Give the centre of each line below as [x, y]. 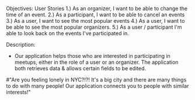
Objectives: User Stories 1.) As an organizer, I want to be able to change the [97, 8]
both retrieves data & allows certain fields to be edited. [80, 68]
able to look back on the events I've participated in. [68, 33]
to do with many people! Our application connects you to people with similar [97, 86]
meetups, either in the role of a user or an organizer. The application [96, 62]
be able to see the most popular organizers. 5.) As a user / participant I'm [94, 27]
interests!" [18, 92]
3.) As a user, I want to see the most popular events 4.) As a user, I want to [95, 21]
